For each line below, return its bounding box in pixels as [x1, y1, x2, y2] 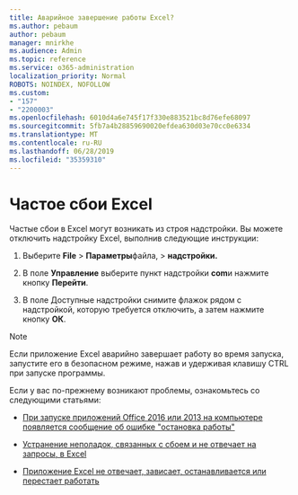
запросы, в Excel [22, 448, 87, 459]
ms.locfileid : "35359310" [9, 155, 106, 164]
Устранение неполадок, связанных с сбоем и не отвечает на [22, 439, 257, 450]
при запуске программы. [9, 367, 106, 378]
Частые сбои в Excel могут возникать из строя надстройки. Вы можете [9, 224, 284, 234]
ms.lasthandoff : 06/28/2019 [9, 146, 115, 155]
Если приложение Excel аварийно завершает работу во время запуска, [9, 349, 285, 359]
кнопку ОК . [22, 314, 66, 324]
